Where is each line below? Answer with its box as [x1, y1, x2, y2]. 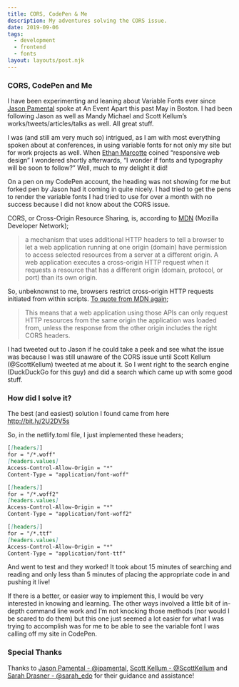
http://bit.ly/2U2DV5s [7, 417, 70, 425]
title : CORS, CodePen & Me [7, 10, 88, 18]
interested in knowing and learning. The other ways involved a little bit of [7, 599, 221, 608]
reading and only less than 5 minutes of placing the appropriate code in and [7, 570, 230, 579]
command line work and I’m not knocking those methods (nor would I [26, 607, 230, 616]
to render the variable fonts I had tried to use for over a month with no [7, 193, 213, 201]
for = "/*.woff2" [7, 490, 59, 498]
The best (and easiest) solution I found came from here [7, 409, 170, 418]
